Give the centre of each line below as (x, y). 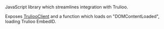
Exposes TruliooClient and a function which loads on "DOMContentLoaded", (82, 16)
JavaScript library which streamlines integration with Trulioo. (66, 7)
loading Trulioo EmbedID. (31, 22)
